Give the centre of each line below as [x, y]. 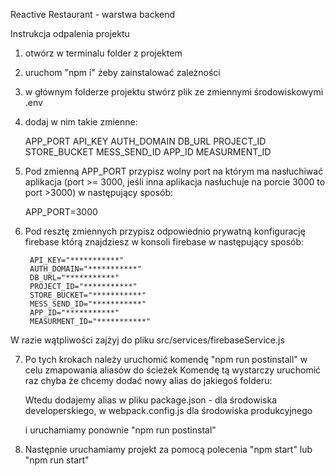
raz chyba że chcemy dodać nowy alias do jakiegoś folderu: [148, 380]
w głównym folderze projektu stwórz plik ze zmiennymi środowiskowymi [174, 92]
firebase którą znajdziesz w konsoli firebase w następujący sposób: [164, 242]
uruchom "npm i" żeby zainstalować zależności [122, 72]
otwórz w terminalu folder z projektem [103, 53]
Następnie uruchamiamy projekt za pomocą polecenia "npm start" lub [168, 449]
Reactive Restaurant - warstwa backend [93, 14]
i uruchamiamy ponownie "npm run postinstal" [120, 430]
